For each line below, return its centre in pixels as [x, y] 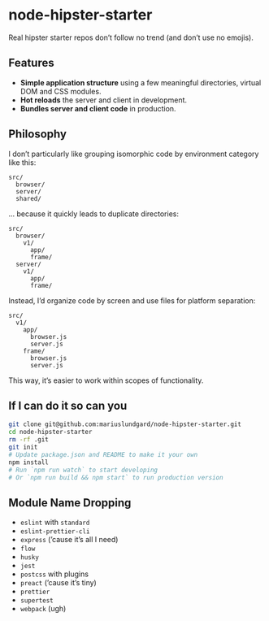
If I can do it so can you [68, 405]
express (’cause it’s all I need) [69, 540]
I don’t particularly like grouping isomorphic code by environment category [134, 154]
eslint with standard [55, 523]
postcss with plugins [54, 574]
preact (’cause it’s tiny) [59, 583]
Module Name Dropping [70, 503]
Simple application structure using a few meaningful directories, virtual [141, 82]
